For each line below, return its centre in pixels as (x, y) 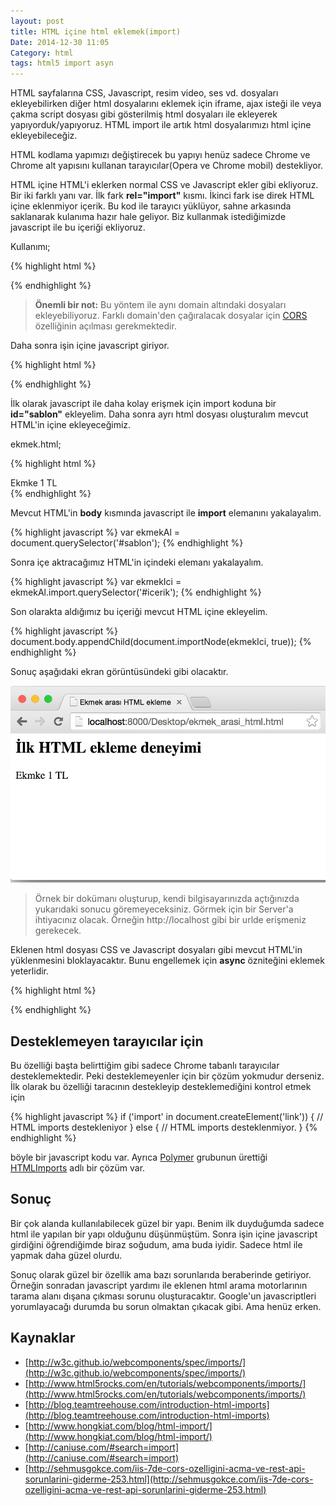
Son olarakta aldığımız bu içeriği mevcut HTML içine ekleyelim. (139, 612)
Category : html (42, 53)
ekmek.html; (36, 444)
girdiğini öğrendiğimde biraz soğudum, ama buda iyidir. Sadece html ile (156, 1244)
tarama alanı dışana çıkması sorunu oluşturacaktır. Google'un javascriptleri (163, 1296)
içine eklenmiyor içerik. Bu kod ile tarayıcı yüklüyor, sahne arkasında (151, 206)
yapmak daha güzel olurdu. (66, 1255)
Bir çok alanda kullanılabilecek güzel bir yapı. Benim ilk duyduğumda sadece (167, 1223)
